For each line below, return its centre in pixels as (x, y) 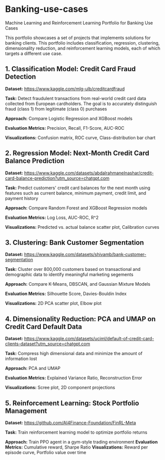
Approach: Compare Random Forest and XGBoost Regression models (76, 208)
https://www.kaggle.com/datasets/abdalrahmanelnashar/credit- (89, 173)
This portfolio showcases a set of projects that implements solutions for (78, 38)
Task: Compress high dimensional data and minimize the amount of (74, 354)
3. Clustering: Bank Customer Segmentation (75, 242)
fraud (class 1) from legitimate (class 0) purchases (56, 109)
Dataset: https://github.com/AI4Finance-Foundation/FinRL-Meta (71, 423)
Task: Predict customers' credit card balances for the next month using (78, 188)
